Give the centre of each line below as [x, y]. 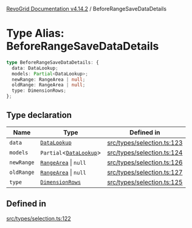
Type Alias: [36, 33]
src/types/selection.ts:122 [39, 218]
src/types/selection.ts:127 [145, 172]
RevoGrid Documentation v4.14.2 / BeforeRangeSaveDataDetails [87, 9]
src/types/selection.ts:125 [145, 182]
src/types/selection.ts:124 [145, 153]
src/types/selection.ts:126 [145, 162]
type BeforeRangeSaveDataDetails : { [53, 62]
